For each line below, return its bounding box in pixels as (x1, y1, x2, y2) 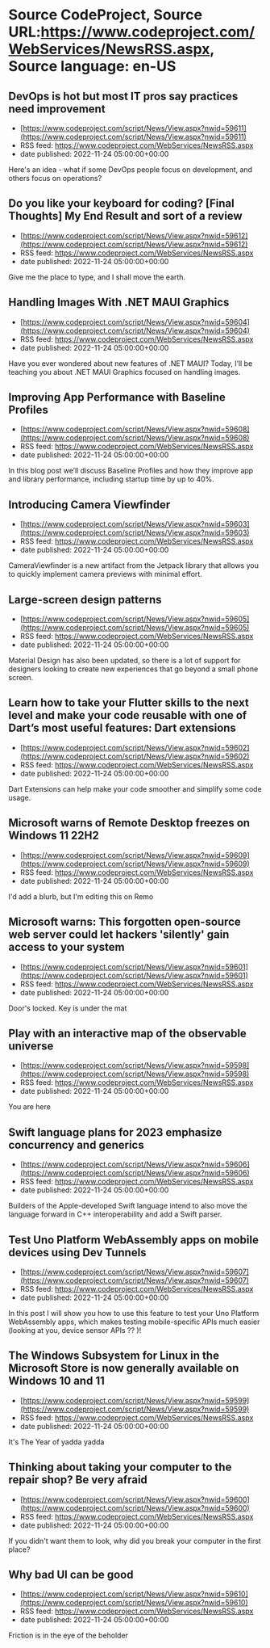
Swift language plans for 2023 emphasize (8, 1125, 222, 1139)
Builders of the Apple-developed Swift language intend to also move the (8, 1201, 247, 1211)
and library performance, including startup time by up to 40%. (8, 474, 215, 484)
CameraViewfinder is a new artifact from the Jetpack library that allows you (8, 561, 260, 570)
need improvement (8, 102, 106, 116)
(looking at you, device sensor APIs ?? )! (8, 1325, 142, 1335)
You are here (8, 1102, 51, 1112)
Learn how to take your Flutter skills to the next (8, 696, 250, 710)
